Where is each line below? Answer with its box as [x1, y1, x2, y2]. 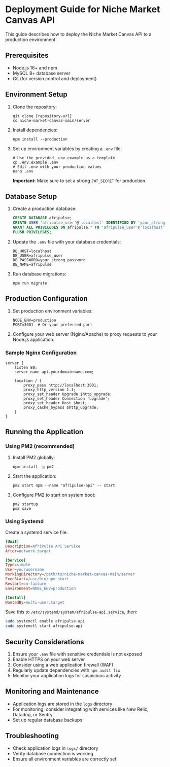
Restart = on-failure [5, 581, 47, 586]
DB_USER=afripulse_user [12, 253, 63, 258]
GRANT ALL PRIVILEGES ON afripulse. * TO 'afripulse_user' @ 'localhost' [12, 225, 165, 230]
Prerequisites [5, 51, 49, 60]
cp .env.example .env [12, 160, 58, 165]
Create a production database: [12, 205, 77, 212]
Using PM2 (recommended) [5, 443, 75, 450]
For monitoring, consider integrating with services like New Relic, [12, 706, 149, 712]
